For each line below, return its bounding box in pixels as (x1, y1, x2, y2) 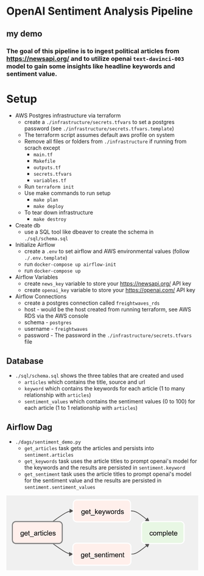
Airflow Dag (6, 422, 53, 432)
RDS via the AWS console (24, 312, 89, 320)
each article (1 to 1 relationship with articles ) (24, 404, 138, 412)
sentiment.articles (24, 452, 74, 459)
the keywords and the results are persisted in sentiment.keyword (24, 464, 186, 471)
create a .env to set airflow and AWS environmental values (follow (24, 248, 190, 255)
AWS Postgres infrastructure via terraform (15, 112, 121, 119)
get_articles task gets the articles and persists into (24, 445, 154, 452)
